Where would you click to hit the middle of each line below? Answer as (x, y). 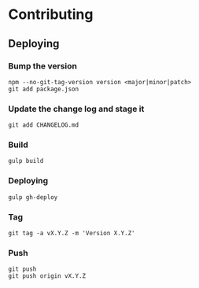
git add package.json (44, 89)
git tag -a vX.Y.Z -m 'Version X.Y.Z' (72, 234)
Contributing (51, 15)
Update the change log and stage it (76, 109)
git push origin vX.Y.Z (47, 276)
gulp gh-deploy (33, 197)
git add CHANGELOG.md (44, 125)
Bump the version (42, 66)
